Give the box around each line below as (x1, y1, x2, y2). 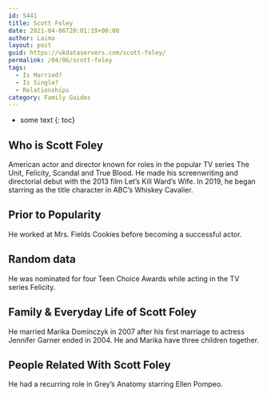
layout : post (8, 42, 52, 50)
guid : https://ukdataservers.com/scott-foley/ (8, 49, 166, 57)
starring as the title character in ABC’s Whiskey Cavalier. (8, 185, 193, 195)
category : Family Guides (8, 93, 91, 101)
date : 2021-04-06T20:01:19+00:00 (8, 26, 120, 34)
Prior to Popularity (8, 208, 102, 222)
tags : (8, 64, 26, 72)
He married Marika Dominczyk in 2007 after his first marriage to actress (8, 327, 245, 336)
